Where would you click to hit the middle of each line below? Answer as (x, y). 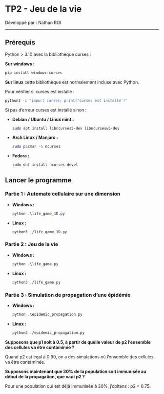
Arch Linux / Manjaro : (35, 137)
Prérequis (20, 43)
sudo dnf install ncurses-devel (45, 165)
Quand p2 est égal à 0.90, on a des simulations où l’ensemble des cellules (79, 357)
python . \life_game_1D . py (38, 214)
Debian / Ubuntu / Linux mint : (43, 119)
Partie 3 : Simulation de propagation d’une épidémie (68, 295)
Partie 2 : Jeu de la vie (32, 244)
